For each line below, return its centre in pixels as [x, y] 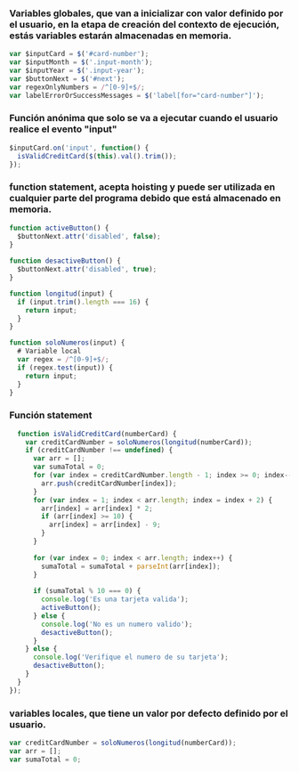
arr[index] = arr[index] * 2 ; [97, 508]
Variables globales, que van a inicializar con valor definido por [146, 13]
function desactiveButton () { [65, 261]
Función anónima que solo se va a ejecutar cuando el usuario [144, 118]
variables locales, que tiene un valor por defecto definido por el [149, 713]
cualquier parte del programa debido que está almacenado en [145, 199]
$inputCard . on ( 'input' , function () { [79, 148]
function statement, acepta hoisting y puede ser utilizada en [142, 187]
